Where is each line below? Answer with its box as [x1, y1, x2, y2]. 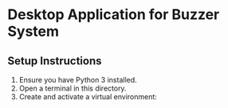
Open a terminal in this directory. [18, 83, 127, 93]
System [7, 22, 60, 40]
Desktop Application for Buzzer [7, 6, 220, 24]
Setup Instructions [7, 54, 102, 67]
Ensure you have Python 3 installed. [18, 75, 137, 84]
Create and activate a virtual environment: [18, 92, 157, 101]
